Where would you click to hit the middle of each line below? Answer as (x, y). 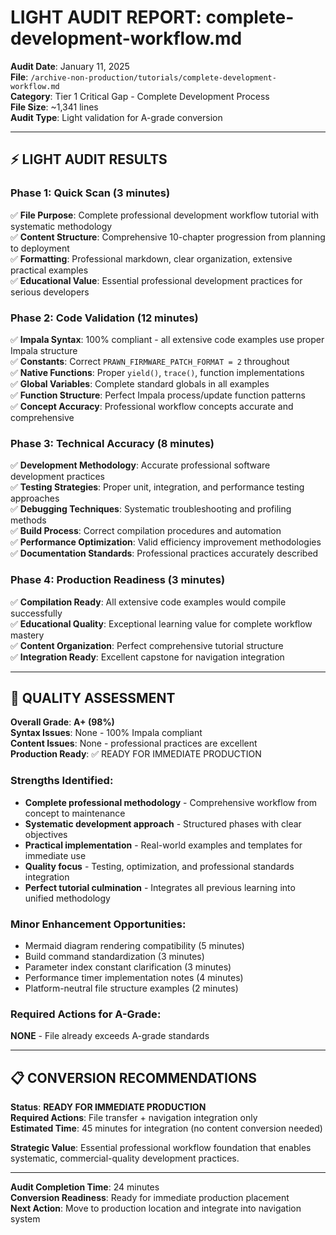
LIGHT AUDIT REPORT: (106, 17)
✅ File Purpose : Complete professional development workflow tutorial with (164, 215)
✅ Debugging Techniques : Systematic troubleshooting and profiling (151, 509)
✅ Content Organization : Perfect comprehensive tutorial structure (147, 645)
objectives (46, 834)
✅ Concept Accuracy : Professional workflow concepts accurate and (152, 406)
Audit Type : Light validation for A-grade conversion (116, 117)
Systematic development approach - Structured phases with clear (163, 823)
